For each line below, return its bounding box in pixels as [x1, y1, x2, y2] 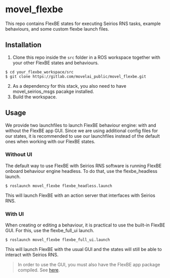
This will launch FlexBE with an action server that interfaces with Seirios [5, 192, 156, 198]
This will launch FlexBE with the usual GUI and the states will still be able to [5, 246, 162, 252]
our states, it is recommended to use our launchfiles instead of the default [5, 133, 160, 139]
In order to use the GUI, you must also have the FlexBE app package [17, 262, 160, 268]
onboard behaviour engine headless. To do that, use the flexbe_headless [5, 168, 158, 174]
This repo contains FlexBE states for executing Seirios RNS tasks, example [5, 20, 161, 27]
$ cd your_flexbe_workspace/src [5, 69, 74, 74]
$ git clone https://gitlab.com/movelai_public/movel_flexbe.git [5, 74, 146, 79]
